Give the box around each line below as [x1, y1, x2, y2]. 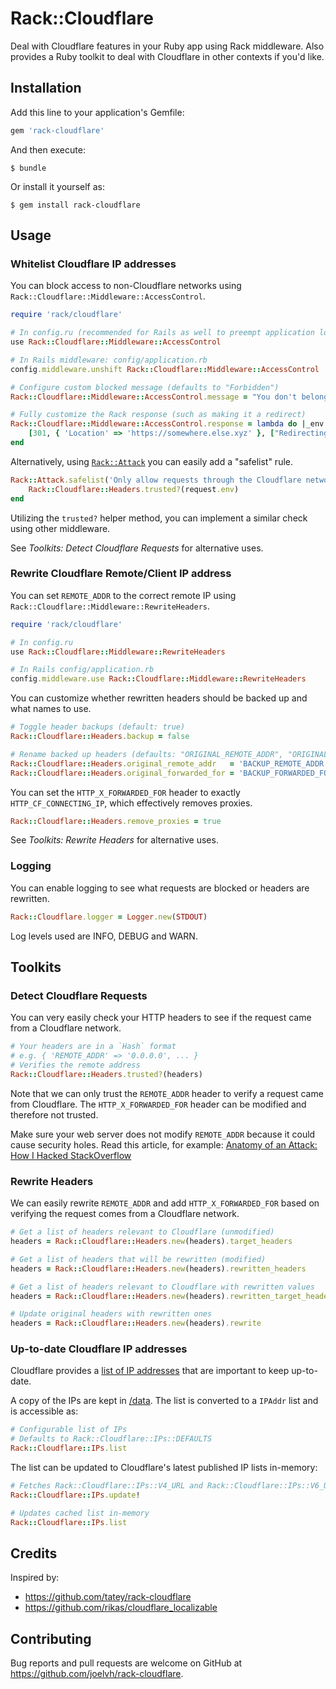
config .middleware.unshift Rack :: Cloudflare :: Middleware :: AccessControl [10, 364, 320, 374]
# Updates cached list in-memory [10, 1508, 150, 1518]
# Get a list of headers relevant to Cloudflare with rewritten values [10, 1282, 315, 1292]
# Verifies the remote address [10, 1060, 141, 1071]
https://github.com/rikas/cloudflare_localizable [24, 1602, 218, 1614]
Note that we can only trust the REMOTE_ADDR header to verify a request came [10, 1087, 324, 1099]
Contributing [10, 1630, 92, 1647]
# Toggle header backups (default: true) [10, 722, 186, 732]
